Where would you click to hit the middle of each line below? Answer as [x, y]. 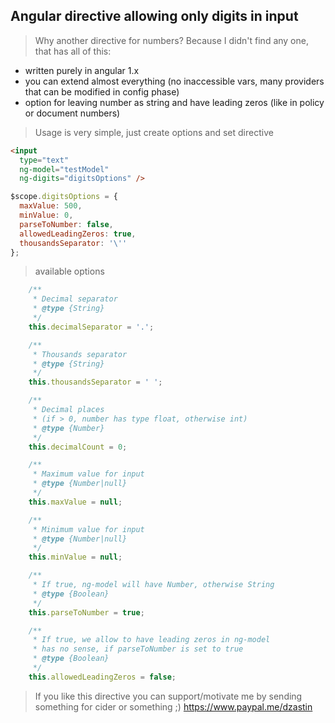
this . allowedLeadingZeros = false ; [102, 677]
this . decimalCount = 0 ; [78, 447]
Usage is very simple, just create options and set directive [154, 132]
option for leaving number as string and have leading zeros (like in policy [174, 102]
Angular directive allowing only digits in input [154, 16]
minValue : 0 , [46, 215]
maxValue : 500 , [51, 206]
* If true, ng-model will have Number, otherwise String [153, 585]
